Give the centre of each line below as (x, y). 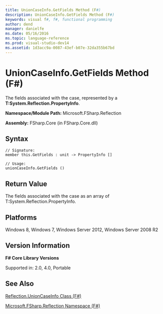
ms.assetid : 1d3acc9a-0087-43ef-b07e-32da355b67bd (60, 48)
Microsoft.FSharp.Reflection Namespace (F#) (53, 306)
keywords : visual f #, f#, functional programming (59, 19)
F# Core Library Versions (32, 258)
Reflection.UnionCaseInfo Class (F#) (43, 296)
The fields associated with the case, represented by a (61, 98)
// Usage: (16, 164)
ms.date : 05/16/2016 (27, 34)
